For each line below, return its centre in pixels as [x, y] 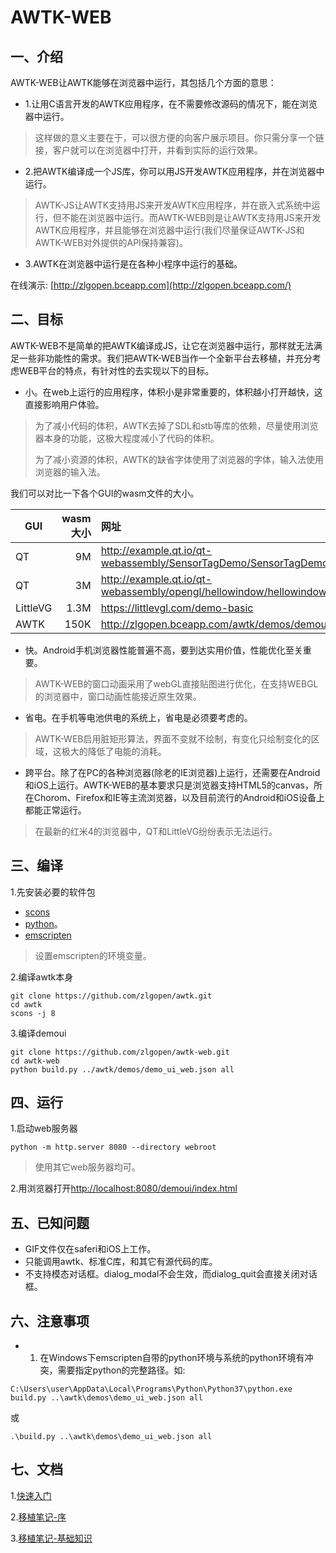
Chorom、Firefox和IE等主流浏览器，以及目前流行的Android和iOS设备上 [179, 797]
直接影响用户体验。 [64, 404]
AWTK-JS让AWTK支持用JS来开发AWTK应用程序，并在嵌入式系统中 [173, 205]
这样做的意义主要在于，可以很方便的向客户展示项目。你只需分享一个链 [179, 137]
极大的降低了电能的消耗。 [114, 751]
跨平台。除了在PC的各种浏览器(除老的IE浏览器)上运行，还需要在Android [172, 772]
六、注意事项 [50, 1321]
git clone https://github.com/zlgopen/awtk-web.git [120, 1052]
